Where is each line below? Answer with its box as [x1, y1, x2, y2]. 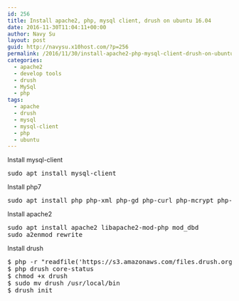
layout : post [7, 37, 46, 44]
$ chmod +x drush [7, 272, 68, 280]
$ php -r [7, 258, 38, 266]
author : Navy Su [7, 30, 55, 38]
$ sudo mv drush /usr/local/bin [7, 279, 120, 287]
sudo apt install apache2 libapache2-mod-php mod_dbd [7, 223, 199, 232]
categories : [7, 57, 43, 64]
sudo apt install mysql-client [7, 169, 117, 178]
